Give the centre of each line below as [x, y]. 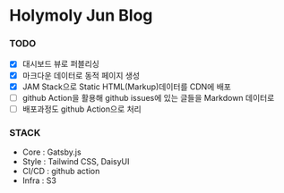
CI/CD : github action [61, 172]
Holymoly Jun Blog [81, 16]
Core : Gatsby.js [52, 152]
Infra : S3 [39, 180]
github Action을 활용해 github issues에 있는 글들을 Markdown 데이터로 [148, 97]
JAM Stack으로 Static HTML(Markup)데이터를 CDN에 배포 [126, 87]
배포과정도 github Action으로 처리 [82, 109]
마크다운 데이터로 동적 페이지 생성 [81, 75]
